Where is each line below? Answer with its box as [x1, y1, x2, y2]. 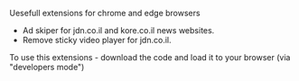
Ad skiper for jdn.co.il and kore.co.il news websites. [22, 25, 215, 35]
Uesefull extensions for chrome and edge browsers [9, 8, 201, 18]
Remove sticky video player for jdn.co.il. [22, 35, 172, 45]
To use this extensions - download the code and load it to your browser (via [9, 52, 291, 62]
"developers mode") [9, 62, 85, 72]
